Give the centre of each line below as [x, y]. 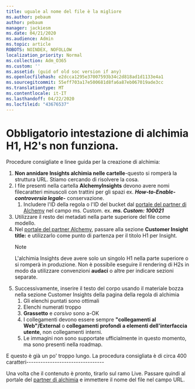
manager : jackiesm [28, 28]
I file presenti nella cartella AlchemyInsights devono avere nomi [92, 186]
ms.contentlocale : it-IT [36, 93]
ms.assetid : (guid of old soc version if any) [64, 72]
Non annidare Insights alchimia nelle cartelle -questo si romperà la [96, 173]
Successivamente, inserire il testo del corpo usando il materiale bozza [99, 289]
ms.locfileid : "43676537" [37, 104]
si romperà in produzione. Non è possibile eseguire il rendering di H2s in [102, 265]
